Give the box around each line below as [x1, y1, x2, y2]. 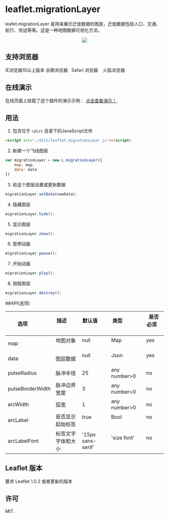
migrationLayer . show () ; [5, 231, 55, 236]
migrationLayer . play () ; [5, 271, 55, 276]
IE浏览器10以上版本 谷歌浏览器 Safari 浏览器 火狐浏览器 [5, 67, 125, 73]
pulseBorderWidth [8, 385, 51, 392]
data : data [14, 167, 37, 172]
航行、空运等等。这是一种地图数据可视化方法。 [5, 27, 102, 33]
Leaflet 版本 [5, 464, 43, 473]
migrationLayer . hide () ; [5, 211, 55, 216]
